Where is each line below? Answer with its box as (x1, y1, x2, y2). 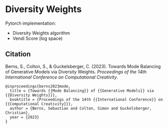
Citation (5, 50, 31, 58)
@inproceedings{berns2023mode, (5, 84, 71, 89)
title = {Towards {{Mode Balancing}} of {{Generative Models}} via (10, 88, 154, 93)
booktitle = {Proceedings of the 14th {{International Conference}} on (10, 97, 163, 102)
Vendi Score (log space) (12, 35, 63, 41)
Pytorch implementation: (5, 20, 56, 26)
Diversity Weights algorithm (12, 30, 70, 36)
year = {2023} (10, 114, 39, 119)
